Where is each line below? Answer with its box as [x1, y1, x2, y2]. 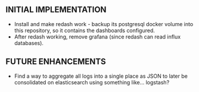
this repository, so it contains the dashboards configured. [14, 27, 156, 34]
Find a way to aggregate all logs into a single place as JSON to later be [14, 72, 188, 80]
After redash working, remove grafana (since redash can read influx [14, 33, 181, 40]
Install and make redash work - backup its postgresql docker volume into [14, 20, 194, 27]
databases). [14, 39, 44, 46]
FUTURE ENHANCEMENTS [5, 56, 107, 67]
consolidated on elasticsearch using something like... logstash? [14, 78, 170, 85]
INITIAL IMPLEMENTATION [5, 5, 107, 15]
